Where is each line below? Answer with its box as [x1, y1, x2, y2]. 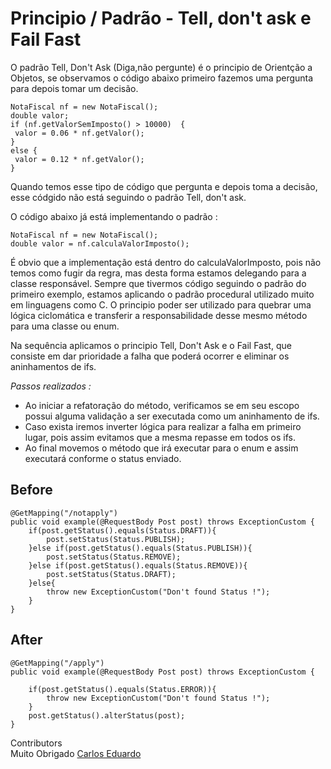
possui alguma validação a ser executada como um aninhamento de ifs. [24, 410, 320, 422]
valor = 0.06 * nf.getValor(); [14, 128, 145, 138]
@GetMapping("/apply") [10, 658, 105, 668]
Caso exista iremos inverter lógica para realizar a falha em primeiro [24, 420, 302, 432]
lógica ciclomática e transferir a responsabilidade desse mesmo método [10, 309, 308, 321]
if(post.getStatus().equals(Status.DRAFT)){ [28, 525, 217, 536]
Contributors [10, 737, 63, 749]
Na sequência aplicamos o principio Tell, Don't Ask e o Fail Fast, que [10, 339, 292, 351]
